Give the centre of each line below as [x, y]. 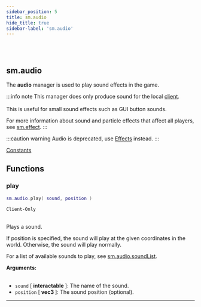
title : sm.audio [26, 17]
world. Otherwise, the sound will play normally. [64, 244]
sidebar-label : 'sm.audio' [40, 28]
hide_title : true [28, 23]
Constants [19, 151]
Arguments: [22, 268]
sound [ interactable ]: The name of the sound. [72, 285]
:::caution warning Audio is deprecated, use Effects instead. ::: [83, 139]
